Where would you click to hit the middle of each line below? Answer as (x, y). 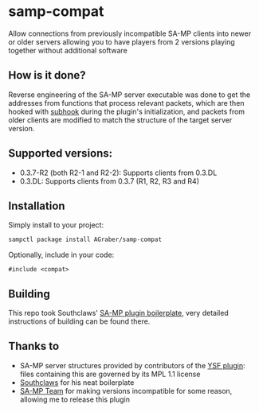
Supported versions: (61, 154)
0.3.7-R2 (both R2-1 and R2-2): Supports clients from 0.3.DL (118, 173)
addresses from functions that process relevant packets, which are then (126, 103)
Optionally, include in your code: (61, 255)
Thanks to (34, 346)
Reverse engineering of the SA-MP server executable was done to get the (129, 95)
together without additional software (68, 50)
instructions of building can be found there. (79, 321)
